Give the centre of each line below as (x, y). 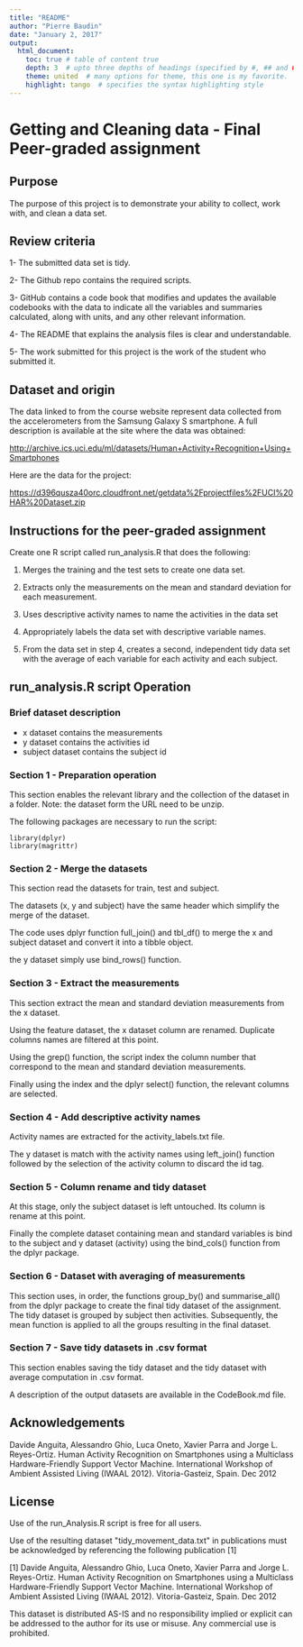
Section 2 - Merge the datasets (78, 868)
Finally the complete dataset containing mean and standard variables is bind (151, 1234)
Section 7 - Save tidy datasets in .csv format (108, 1348)
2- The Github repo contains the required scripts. (101, 280)
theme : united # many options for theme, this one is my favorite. (157, 77)
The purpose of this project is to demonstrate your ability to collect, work (145, 203)
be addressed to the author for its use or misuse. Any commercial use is (143, 1624)
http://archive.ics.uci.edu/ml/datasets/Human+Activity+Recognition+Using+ (150, 448)
